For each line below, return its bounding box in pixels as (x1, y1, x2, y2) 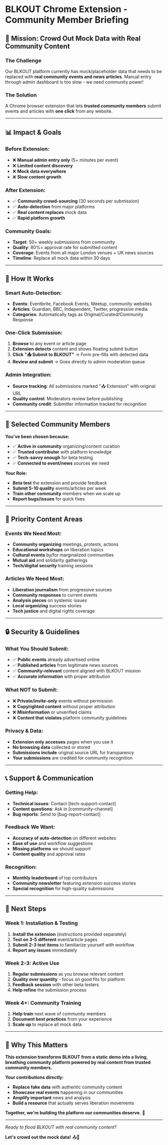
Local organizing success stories (12, 602, 81, 608)
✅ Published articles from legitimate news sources (12, 662, 118, 668)
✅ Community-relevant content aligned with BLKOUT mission (12, 668, 141, 674)
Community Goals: (5, 228, 51, 235)
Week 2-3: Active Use (5, 960, 59, 967)
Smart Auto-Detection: (5, 289, 62, 296)
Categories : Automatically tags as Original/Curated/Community (12, 312, 143, 318)
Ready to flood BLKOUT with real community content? (5, 1124, 117, 1130)
